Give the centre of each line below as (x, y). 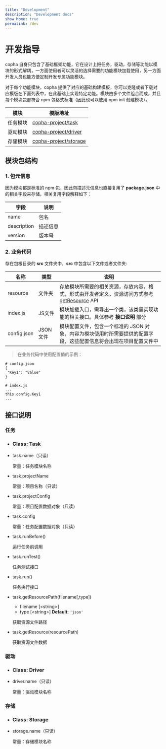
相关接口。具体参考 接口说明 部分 (108, 317)
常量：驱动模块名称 (32, 692)
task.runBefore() (29, 536)
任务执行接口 (25, 587)
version (16, 235)
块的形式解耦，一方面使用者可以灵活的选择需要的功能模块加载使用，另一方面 (83, 70)
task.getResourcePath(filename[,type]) (52, 597)
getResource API (79, 301)
